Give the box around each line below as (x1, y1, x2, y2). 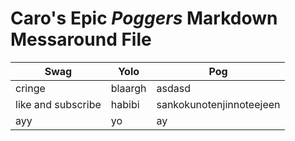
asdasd (156, 81, 191, 95)
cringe (15, 81, 46, 95)
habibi (110, 97, 140, 111)
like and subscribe (15, 97, 102, 111)
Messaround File (10, 28, 152, 51)
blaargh (110, 81, 147, 95)
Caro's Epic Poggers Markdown (10, 7, 278, 30)
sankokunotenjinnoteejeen (156, 97, 281, 111)
